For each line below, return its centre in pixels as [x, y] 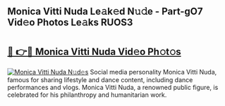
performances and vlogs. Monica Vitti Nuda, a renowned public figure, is [113, 87]
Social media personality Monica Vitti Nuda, [153, 72]
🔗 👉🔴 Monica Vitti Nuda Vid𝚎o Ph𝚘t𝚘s [94, 52]
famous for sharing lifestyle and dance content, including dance [100, 80]
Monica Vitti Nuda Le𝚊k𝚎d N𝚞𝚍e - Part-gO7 [105, 12]
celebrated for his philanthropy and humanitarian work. [87, 95]
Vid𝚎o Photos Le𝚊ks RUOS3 [70, 23]
